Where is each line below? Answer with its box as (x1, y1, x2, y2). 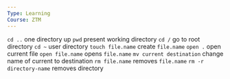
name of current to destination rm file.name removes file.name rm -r (7, 57, 205, 65)
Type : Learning (7, 10, 51, 17)
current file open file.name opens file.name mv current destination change (7, 49, 224, 58)
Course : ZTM (7, 16, 41, 23)
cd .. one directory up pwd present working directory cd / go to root (7, 35, 200, 43)
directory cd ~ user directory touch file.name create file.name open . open (7, 42, 221, 50)
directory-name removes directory (7, 64, 104, 72)
